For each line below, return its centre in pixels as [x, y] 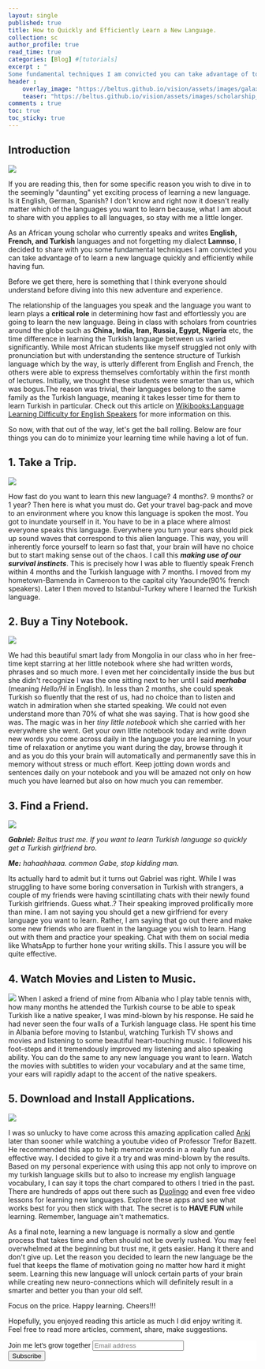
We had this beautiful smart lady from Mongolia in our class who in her [123, 655]
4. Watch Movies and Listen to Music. [102, 979]
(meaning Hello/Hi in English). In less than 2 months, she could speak [121, 689]
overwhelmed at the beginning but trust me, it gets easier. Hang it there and [131, 1248]
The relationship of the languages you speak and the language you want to [130, 305]
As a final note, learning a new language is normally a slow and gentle [121, 1232]
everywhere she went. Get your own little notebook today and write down [127, 731]
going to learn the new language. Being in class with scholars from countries [133, 322]
